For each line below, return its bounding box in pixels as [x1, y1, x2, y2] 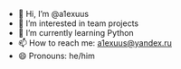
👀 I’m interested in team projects [17, 18, 139, 29]
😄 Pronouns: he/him [17, 50, 95, 61]
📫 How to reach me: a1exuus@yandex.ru [17, 38, 172, 48]
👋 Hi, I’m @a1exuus [17, 9, 89, 19]
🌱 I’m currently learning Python [17, 28, 134, 38]
